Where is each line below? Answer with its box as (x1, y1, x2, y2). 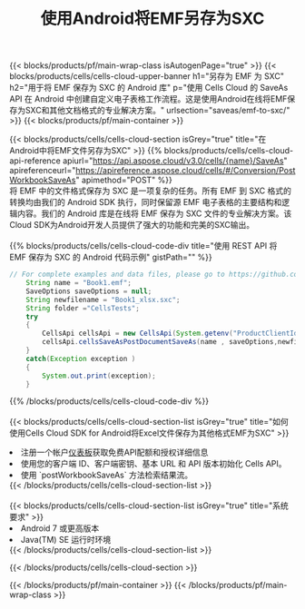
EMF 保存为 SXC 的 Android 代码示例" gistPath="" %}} (9, 251, 213, 263)
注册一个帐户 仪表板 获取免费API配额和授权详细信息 (21, 447, 209, 458)
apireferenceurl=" (9, 165, 76, 176)
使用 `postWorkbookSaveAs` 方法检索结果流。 (21, 469, 193, 481)
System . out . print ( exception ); (42, 371, 156, 380)
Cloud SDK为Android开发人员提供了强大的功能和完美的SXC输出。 (9, 220, 255, 231)
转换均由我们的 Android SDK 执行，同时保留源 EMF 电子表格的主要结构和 (9, 197, 282, 208)
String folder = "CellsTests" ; (25, 303, 141, 313)
